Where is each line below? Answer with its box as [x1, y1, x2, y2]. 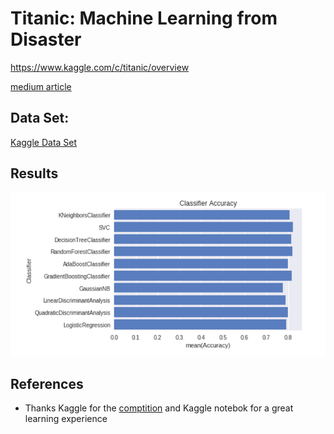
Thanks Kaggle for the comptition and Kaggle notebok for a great [24, 402, 294, 414]
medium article [10, 80, 72, 92]
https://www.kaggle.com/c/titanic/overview [10, 61, 190, 73]
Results [10, 165, 59, 182]
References [10, 376, 84, 392]
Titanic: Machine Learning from [10, 7, 278, 30]
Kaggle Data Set [10, 136, 78, 148]
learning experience [24, 413, 108, 425]
